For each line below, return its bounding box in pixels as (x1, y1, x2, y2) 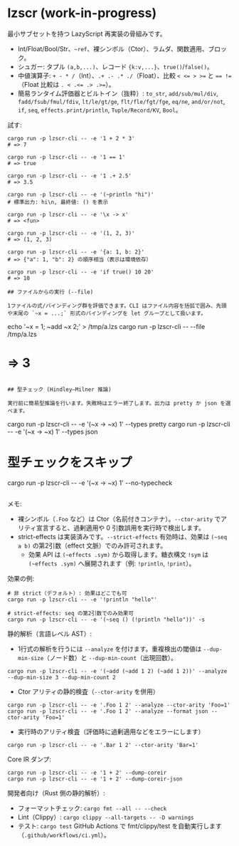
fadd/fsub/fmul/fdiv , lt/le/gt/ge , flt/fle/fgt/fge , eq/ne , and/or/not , (17, 97, 225, 105)
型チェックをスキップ (7, 454, 133, 471)
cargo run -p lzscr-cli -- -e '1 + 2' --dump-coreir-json (7, 775, 183, 783)
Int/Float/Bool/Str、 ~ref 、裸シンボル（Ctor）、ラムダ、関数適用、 (17, 44, 208, 53)
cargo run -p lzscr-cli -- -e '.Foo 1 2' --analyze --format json (7, 707, 208, 715)
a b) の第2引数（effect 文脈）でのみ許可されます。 (17, 541, 167, 550)
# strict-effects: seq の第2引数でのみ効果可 (7, 610, 134, 617)
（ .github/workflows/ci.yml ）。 (17, 830, 110, 839)
